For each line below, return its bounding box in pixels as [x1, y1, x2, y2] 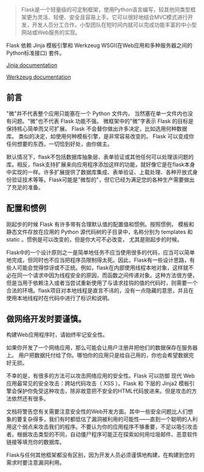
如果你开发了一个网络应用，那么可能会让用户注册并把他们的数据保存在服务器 [6, 344, 198, 351]
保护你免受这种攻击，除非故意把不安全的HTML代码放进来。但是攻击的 [16, 387, 192, 395]
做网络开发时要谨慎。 [6, 314, 86, 325]
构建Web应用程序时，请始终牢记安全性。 [6, 331, 108, 339]
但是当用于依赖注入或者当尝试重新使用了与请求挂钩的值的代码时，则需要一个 [6, 279, 198, 286]
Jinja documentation [6, 62, 58, 69]
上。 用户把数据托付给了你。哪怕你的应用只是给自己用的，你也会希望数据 [6, 351, 189, 359]
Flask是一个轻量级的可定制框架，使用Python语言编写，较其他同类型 [21, 6, 191, 13]
